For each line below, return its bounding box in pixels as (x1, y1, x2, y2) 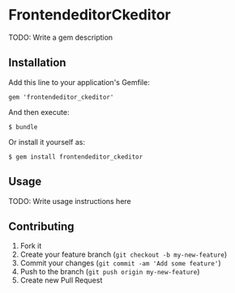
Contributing (8, 219, 75, 233)
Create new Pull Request (19, 275, 103, 285)
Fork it (19, 241, 42, 251)
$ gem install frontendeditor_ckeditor (8, 152, 143, 161)
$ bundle (8, 123, 38, 131)
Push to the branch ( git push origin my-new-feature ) (19, 267, 200, 277)
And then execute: (8, 107, 70, 117)
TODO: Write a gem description (8, 32, 113, 42)
